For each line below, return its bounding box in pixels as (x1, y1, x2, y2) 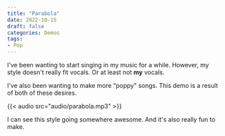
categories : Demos (7, 29, 60, 36)
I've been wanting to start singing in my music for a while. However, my (7, 61, 209, 69)
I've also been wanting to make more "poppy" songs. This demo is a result (7, 82, 218, 89)
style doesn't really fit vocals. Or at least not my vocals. (7, 68, 165, 76)
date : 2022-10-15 (7, 16, 57, 23)
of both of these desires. (7, 89, 77, 97)
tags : (7, 36, 23, 43)
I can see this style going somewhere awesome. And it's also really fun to (7, 115, 215, 124)
